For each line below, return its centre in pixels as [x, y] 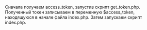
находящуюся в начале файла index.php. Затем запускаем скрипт [73, 17]
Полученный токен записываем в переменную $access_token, [70, 12]
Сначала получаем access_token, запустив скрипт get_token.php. [73, 7]
